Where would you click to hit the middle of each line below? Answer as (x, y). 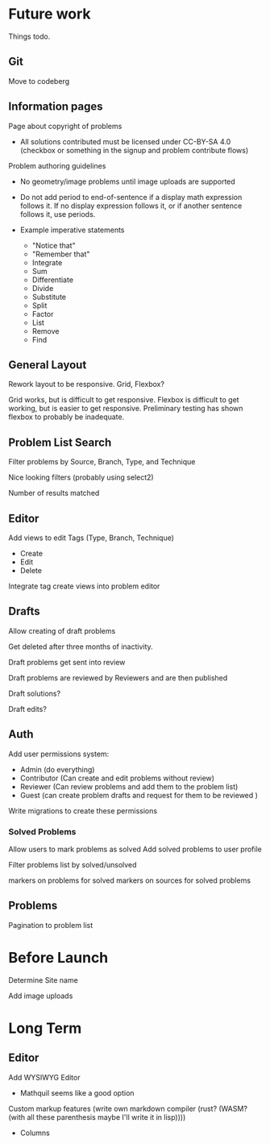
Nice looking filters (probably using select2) (81, 477)
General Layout (48, 365)
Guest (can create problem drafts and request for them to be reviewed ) (139, 795)
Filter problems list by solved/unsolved (73, 864)
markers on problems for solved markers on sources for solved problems (130, 880)
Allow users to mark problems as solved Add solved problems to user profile (135, 849)
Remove (46, 331)
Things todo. (29, 36)
